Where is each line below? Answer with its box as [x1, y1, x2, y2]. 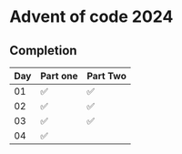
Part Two [86, 70, 127, 82]
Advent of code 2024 [9, 6, 174, 27]
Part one [40, 70, 78, 82]
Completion [9, 43, 77, 58]
